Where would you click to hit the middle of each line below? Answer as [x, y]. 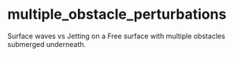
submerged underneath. [47, 44]
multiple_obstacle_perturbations [117, 14]
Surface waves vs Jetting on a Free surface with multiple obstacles [116, 36]
